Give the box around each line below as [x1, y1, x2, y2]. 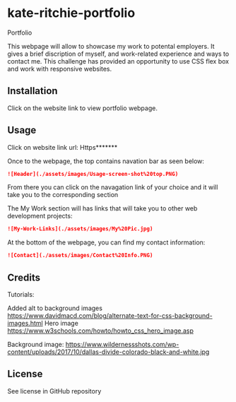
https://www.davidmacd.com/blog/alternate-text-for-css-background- [7, 312, 213, 319]
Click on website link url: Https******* [7, 143, 118, 151]
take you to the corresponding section [7, 191, 119, 199]
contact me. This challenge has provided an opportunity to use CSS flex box [7, 57, 230, 65]
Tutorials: [7, 290, 35, 298]
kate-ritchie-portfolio [7, 5, 136, 21]
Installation [7, 85, 58, 97]
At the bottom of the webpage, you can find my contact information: [7, 238, 206, 247]
